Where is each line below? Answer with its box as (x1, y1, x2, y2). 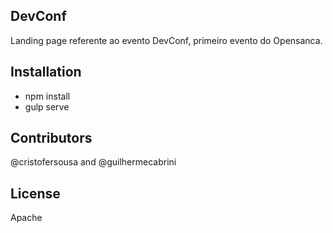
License (10, 185, 61, 202)
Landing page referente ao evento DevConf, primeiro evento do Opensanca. (10, 34, 323, 46)
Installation (10, 64, 82, 81)
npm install (24, 90, 71, 102)
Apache (10, 212, 43, 224)
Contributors (10, 130, 93, 147)
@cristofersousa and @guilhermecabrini (10, 156, 177, 168)
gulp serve (24, 100, 70, 113)
